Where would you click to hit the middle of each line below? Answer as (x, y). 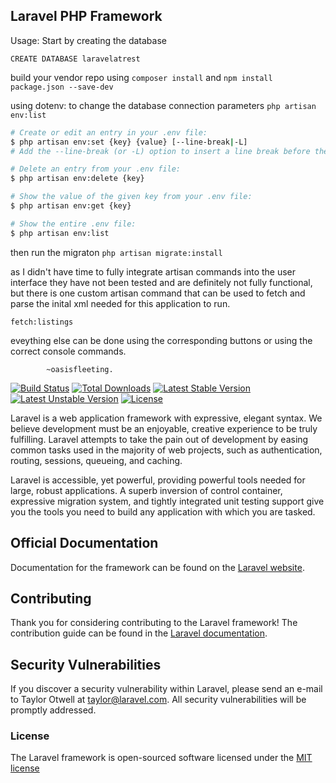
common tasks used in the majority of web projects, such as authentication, (166, 450)
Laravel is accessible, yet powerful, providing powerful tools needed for (158, 480)
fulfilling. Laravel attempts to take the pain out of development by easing (159, 439)
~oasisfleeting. (80, 369)
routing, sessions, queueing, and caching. (96, 460)
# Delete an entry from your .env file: (96, 169)
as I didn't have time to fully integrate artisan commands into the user (153, 271)
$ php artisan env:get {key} (71, 206)
